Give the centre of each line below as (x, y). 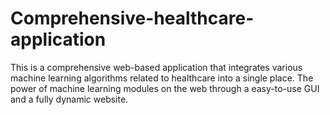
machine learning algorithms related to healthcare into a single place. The (162, 78)
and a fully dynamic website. (69, 99)
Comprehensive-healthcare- (132, 18)
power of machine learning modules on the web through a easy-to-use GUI (165, 88)
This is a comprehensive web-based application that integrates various (156, 67)
